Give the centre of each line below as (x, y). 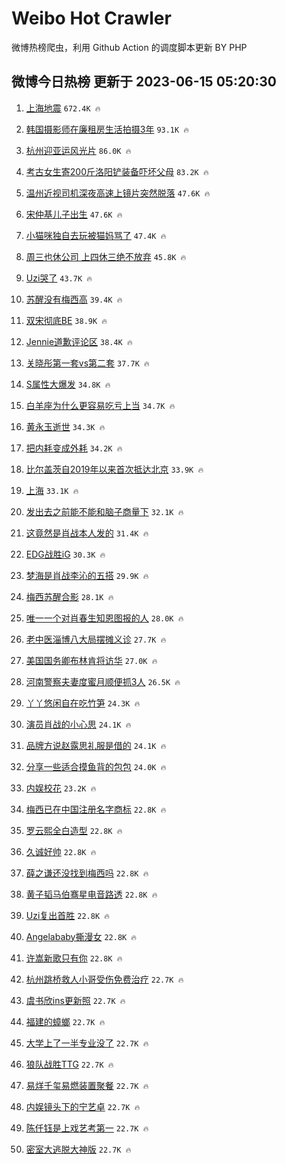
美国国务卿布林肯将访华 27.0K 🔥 (91, 660)
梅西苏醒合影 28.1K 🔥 (69, 596)
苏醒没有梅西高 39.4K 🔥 (74, 299)
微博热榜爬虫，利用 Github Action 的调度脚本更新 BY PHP (129, 47)
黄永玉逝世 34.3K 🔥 (65, 426)
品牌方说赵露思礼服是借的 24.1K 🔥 (96, 745)
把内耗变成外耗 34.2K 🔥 (74, 448)
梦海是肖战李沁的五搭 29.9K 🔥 (87, 575)
